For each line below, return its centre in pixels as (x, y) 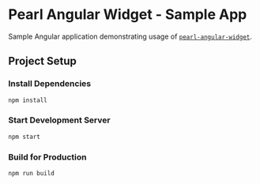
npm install (28, 100)
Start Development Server (59, 120)
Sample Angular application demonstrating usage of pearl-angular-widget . (130, 36)
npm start (24, 137)
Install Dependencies (50, 84)
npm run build (32, 173)
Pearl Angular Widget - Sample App (128, 15)
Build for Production (47, 157)
